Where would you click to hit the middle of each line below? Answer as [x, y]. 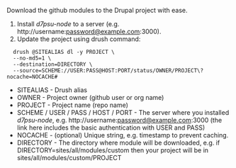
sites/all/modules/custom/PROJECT [69, 158]
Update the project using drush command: [79, 39]
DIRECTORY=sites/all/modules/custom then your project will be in [113, 150]
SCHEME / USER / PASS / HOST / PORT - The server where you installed [123, 112]
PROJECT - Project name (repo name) [73, 105]
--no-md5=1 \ [32, 58]
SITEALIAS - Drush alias [52, 90]
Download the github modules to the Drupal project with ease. [97, 10]
